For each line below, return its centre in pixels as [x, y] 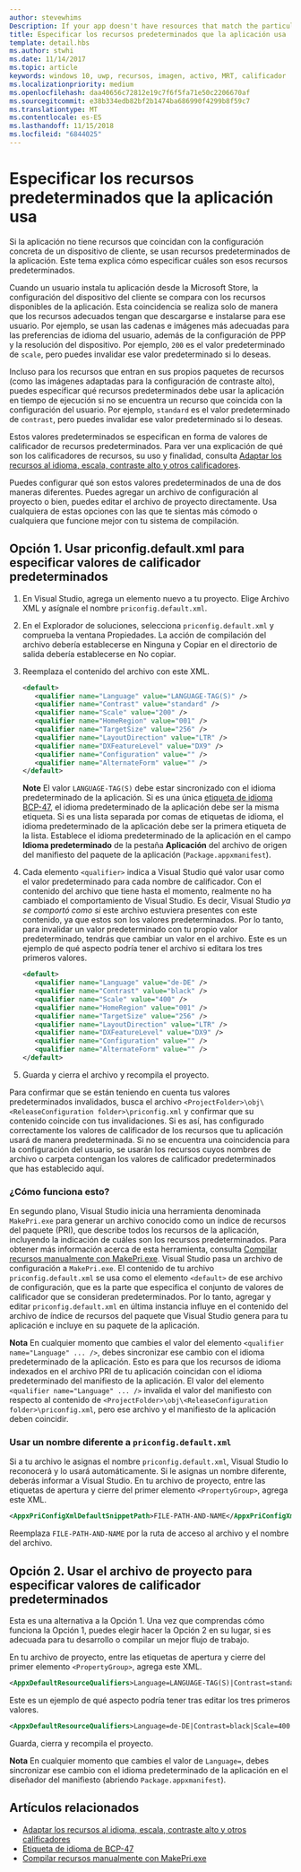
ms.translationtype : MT [54, 109]
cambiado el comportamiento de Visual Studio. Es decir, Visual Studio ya [156, 901]
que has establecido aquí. [57, 1168]
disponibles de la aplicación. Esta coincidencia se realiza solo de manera [144, 307]
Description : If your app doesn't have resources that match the [133, 26]
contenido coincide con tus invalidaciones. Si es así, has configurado [137, 1121]
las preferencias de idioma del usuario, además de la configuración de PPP [148, 335]
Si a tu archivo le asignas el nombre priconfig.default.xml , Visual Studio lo [149, 1461]
